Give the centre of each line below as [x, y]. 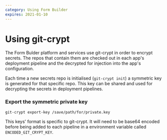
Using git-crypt [37, 39]
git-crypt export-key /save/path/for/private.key [58, 112]
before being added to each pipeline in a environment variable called [76, 127]
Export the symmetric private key [47, 102]
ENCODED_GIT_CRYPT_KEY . [29, 132]
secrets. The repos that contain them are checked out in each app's [75, 58]
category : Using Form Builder [37, 10]
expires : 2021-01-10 [27, 14]
